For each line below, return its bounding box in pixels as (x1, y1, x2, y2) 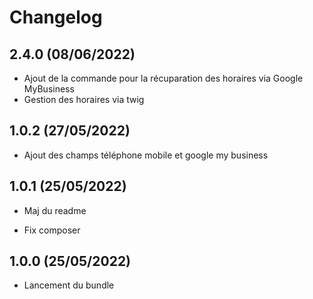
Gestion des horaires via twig (23, 94, 145, 105)
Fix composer (23, 224, 81, 236)
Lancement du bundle (23, 279, 115, 291)
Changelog (9, 6, 103, 29)
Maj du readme (23, 204, 87, 216)
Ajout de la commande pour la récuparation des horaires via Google (23, 72, 304, 84)
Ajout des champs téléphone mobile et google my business (23, 149, 269, 161)
